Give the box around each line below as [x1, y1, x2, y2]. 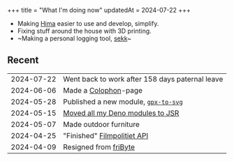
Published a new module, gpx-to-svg [62, 97, 183, 107]
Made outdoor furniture [62, 119, 140, 129]
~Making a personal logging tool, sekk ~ [17, 34, 131, 43]
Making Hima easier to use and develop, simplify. [17, 20, 159, 27]
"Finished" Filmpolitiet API [62, 130, 149, 140]
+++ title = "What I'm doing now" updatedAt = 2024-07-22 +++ [7, 6, 191, 14]
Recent [7, 54, 39, 66]
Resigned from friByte [62, 142, 135, 152]
